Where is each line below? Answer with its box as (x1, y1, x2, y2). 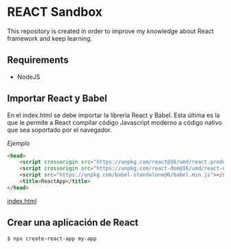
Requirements (7, 54, 69, 66)
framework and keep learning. (7, 34, 93, 42)
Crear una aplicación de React (7, 217, 139, 228)
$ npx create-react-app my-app (7, 235, 97, 242)
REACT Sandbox (7, 4, 103, 20)
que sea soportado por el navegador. (7, 126, 112, 134)
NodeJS (16, 72, 41, 81)
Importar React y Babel (7, 92, 108, 104)
